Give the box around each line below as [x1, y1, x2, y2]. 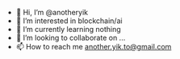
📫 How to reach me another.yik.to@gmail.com [15, 42, 172, 51]
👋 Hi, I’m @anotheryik [15, 8, 89, 17]
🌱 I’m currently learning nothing [15, 25, 121, 33]
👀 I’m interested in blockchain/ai [15, 16, 123, 26]
